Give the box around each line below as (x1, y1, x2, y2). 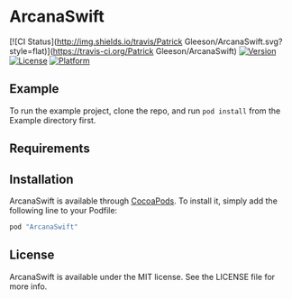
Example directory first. (9, 114, 96, 125)
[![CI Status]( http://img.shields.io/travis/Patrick (9, 36, 183, 47)
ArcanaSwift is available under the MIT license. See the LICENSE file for (9, 271, 276, 282)
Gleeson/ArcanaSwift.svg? (184, 36, 283, 47)
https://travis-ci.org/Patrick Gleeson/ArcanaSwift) (52, 45, 237, 56)
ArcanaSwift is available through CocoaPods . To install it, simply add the (9, 195, 278, 206)
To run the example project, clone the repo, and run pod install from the (9, 105, 281, 116)
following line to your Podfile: (9, 204, 118, 215)
